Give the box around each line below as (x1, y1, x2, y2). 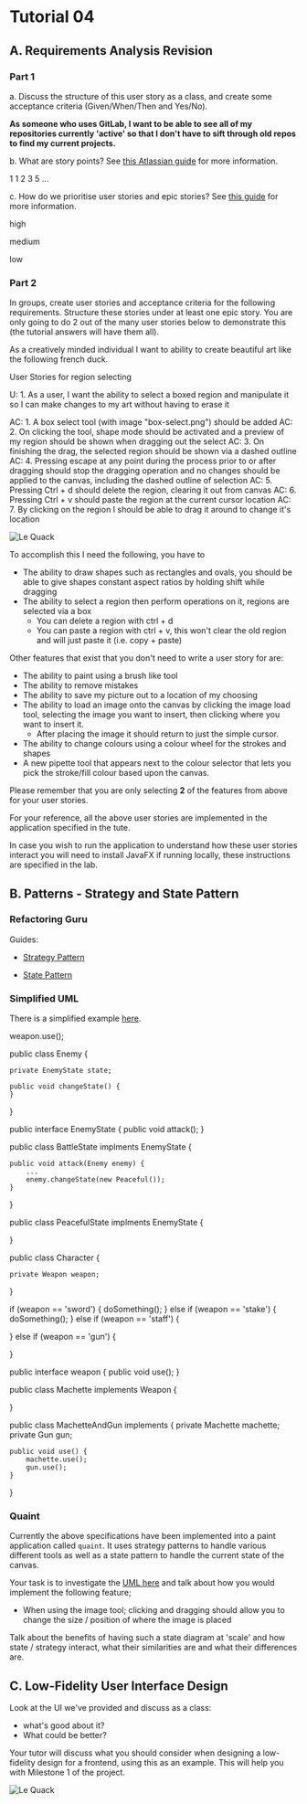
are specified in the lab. (9, 859, 99, 870)
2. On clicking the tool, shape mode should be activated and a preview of (9, 427, 285, 438)
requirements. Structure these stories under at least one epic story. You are (9, 307, 293, 318)
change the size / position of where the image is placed (22, 1615, 232, 1626)
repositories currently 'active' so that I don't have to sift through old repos (9, 128, 297, 139)
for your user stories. (9, 795, 89, 806)
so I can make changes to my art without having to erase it (9, 399, 230, 410)
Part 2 (9, 276, 37, 289)
